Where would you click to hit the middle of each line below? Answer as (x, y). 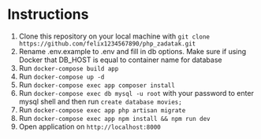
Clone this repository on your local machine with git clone (114, 36)
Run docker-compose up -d (62, 76)
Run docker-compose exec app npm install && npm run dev (114, 118)
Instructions (48, 15)
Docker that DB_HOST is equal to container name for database (120, 60)
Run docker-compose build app (69, 68)
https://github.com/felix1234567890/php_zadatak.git (107, 44)
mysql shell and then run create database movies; (100, 101)
